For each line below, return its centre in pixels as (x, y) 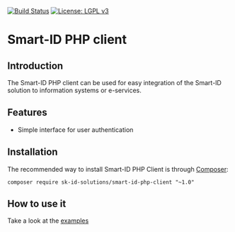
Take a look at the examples (48, 221)
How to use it (37, 204)
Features (27, 112)
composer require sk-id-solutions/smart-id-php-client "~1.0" (101, 182)
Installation (33, 152)
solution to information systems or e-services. (74, 90)
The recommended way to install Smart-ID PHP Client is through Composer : (118, 169)
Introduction (35, 66)
